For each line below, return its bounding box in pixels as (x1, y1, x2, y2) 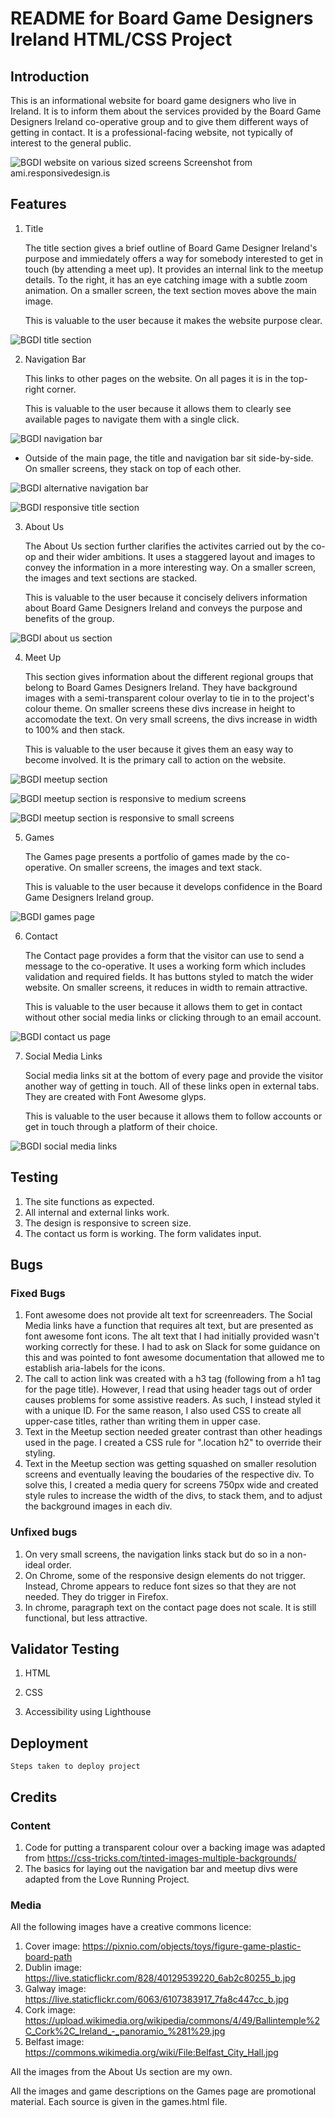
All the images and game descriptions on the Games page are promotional (10, 2085, 317, 2097)
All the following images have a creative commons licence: (10, 1921, 252, 1933)
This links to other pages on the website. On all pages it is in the (24, 372, 289, 384)
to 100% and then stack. (24, 723, 126, 736)
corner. (46, 383, 77, 395)
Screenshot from (183, 157, 253, 168)
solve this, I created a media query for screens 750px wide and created (24, 1479, 319, 1491)
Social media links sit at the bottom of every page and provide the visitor (24, 1069, 324, 1081)
